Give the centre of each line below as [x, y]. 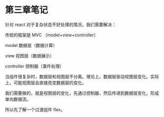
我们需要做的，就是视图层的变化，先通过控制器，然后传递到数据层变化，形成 [82, 93]
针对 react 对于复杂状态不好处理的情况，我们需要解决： [61, 24]
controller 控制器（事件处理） [35, 66]
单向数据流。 [18, 99]
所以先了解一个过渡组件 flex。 [35, 109]
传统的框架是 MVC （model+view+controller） [52, 35]
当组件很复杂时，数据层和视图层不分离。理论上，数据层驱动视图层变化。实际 [82, 76]
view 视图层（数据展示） [30, 56]
